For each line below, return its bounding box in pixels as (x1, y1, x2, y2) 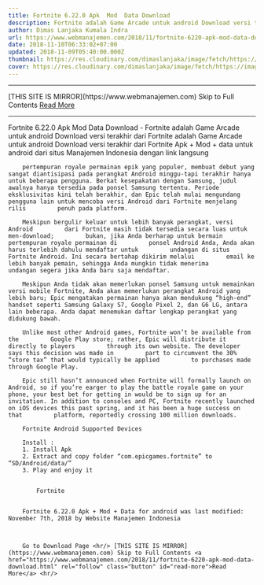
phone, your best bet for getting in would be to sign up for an (8, 391, 226, 398)
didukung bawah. (8, 314, 61, 323)
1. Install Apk (22, 446, 72, 454)
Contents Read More (8, 100, 75, 109)
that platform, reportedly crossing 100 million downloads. (8, 411, 237, 419)
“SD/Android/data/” (8, 459, 72, 467)
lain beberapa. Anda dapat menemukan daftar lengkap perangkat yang (8, 308, 237, 316)
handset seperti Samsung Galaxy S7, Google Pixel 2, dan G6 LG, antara (8, 301, 247, 309)
